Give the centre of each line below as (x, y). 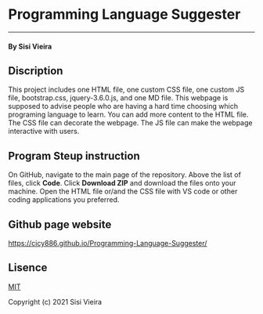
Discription (36, 71)
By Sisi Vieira (30, 46)
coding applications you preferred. (64, 200)
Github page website (60, 224)
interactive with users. (44, 132)
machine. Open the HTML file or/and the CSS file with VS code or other (123, 191)
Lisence (28, 268)
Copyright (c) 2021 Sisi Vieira (55, 301)
